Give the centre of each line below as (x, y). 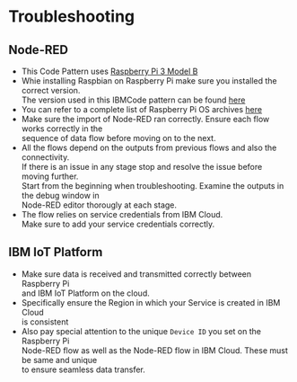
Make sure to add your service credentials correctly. (118, 224)
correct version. (51, 90)
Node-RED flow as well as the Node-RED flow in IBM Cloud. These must (155, 350)
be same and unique (59, 360)
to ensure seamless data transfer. (83, 369)
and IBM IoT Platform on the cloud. (85, 293)
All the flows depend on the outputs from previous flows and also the (149, 147)
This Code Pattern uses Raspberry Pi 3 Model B (109, 71)
